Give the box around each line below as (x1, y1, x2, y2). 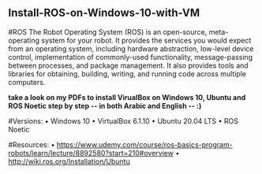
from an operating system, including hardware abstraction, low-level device (8, 43, 254, 54)
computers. (8, 77, 46, 87)
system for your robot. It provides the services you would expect (41, 35, 252, 45)
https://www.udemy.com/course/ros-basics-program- (56, 139, 233, 149)
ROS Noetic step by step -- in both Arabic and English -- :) (8, 101, 202, 110)
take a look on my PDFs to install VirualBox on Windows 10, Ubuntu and (8, 92, 246, 102)
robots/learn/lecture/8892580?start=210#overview (8, 148, 174, 157)
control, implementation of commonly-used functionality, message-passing (8, 52, 253, 61)
